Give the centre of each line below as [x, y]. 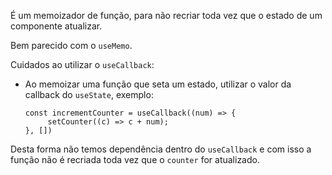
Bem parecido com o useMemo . [71, 45]
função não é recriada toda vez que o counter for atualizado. [135, 159]
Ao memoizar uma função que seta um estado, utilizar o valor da [158, 84]
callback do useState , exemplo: [89, 94]
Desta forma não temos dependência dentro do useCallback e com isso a [161, 149]
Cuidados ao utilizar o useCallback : [82, 64]
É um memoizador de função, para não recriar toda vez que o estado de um [166, 15]
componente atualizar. [56, 26]
